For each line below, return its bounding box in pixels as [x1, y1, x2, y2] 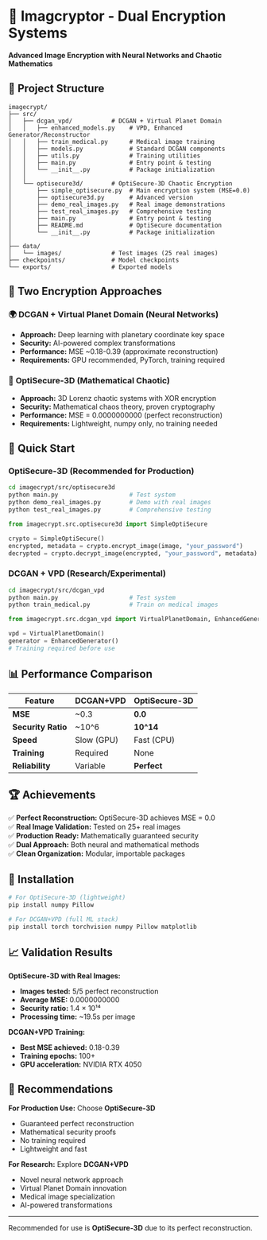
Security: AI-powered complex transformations [19, 338, 176, 348]
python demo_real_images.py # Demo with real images [8, 499, 212, 507]
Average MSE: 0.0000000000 [19, 994, 120, 1005]
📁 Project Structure [8, 82, 105, 95]
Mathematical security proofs [19, 1127, 117, 1137]
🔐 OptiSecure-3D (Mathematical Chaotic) [8, 375, 171, 387]
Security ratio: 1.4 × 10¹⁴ [19, 1003, 101, 1013]
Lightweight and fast [19, 1145, 87, 1154]
